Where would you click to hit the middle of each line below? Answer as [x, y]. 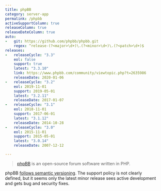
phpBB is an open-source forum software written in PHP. [74, 163]
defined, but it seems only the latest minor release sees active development [80, 178]
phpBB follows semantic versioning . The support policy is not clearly [73, 173]
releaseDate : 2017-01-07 [39, 100]
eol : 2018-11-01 [30, 109]
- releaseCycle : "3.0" [30, 127]
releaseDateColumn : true [30, 32]
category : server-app [27, 14]
